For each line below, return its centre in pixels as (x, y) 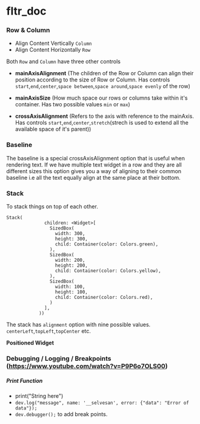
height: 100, (71, 292)
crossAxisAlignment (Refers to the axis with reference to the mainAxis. (104, 116)
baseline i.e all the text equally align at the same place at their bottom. (93, 177)
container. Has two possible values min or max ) (72, 104)
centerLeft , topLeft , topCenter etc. (48, 331)
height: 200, (71, 265)
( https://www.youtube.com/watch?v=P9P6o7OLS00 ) (87, 366)
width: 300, (70, 234)
